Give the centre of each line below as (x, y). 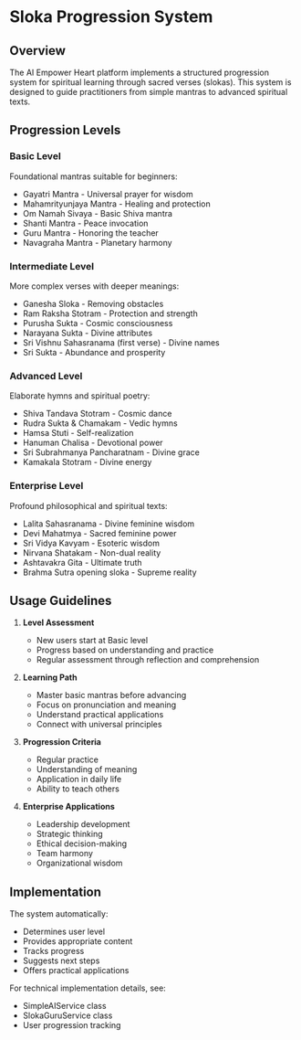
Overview (38, 51)
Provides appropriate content (78, 941)
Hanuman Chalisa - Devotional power (93, 443)
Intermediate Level (52, 266)
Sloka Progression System (111, 17)
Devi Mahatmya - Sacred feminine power (99, 533)
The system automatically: (59, 914)
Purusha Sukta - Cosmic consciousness (98, 323)
